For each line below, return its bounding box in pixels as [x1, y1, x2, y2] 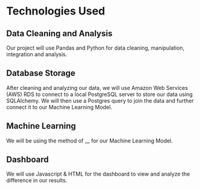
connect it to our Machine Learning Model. [6, 103, 112, 111]
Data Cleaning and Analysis [6, 28, 113, 39]
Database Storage [6, 68, 76, 78]
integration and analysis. [6, 51, 68, 58]
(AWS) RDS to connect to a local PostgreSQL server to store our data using [6, 91, 193, 98]
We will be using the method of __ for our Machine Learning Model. [6, 137, 173, 144]
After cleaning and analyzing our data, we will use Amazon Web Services [6, 84, 189, 91]
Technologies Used [6, 4, 106, 18]
